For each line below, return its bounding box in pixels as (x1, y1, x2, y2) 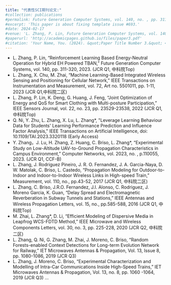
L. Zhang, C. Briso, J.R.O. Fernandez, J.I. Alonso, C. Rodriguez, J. (12, 184, 149, 190)
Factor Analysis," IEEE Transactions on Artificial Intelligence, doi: (12, 128, 148, 134)
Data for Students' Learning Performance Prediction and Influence (12, 122, 152, 128)
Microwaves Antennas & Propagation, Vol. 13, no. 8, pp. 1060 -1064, (12, 269, 155, 275)
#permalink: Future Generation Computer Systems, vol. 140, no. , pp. (5, 17, 158, 22)
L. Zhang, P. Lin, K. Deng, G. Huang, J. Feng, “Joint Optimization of (12, 94, 153, 100)
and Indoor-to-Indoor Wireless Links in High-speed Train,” (27, 172, 150, 178)
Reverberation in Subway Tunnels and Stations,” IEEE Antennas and (12, 195, 154, 201)
